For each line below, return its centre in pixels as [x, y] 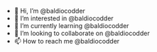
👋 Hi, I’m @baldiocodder [49, 11]
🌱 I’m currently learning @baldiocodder [71, 26]
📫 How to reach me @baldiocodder [67, 41]
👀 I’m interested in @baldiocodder [64, 18]
